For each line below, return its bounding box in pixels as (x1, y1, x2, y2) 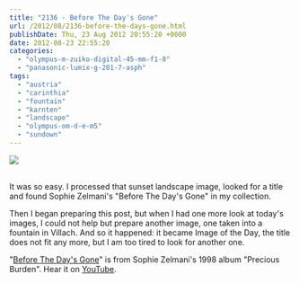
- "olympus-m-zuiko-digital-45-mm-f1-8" (17, 55, 171, 64)
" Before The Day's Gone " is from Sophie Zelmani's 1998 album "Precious (9, 253, 280, 265)
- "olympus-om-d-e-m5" (17, 122, 102, 131)
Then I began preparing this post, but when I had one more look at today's (9, 208, 285, 218)
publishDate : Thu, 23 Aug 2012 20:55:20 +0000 (9, 30, 187, 39)
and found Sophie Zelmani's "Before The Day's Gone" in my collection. (9, 190, 271, 201)
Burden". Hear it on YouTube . (9, 263, 117, 274)
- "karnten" (17, 105, 63, 114)
